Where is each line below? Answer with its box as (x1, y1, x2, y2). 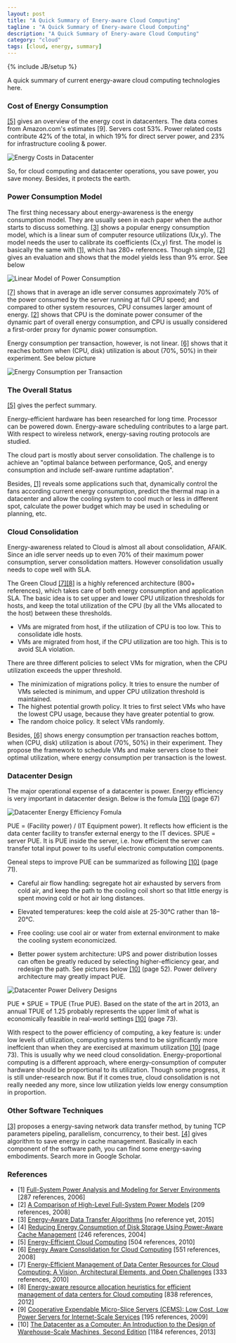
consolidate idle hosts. (17, 630, 83, 638)
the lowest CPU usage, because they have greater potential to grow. (17, 710, 215, 719)
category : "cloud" (7, 37, 61, 44)
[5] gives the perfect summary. (7, 401, 97, 409)
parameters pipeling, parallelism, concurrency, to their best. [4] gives (7, 1129, 207, 1138)
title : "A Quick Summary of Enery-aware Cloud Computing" (7, 17, 181, 24)
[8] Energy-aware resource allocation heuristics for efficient (17, 1283, 191, 1292)
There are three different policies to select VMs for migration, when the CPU (7, 659, 228, 667)
